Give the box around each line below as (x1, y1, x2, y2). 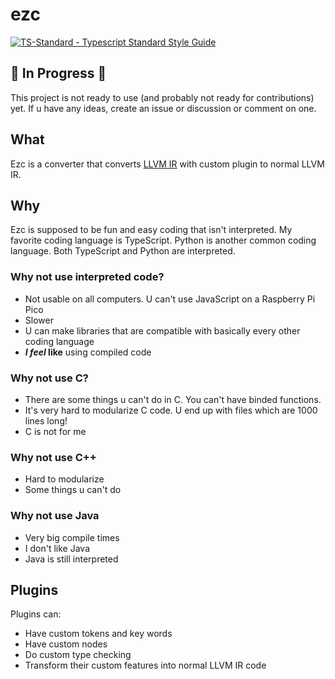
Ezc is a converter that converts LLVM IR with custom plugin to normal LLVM (10, 158, 325, 170)
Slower (24, 314, 54, 326)
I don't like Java (24, 542, 91, 554)
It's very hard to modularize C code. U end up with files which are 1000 (24, 404, 318, 416)
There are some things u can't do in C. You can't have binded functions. (24, 393, 322, 405)
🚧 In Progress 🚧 (10, 65, 107, 82)
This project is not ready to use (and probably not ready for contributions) (10, 91, 315, 103)
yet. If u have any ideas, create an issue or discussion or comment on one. (10, 102, 317, 114)
